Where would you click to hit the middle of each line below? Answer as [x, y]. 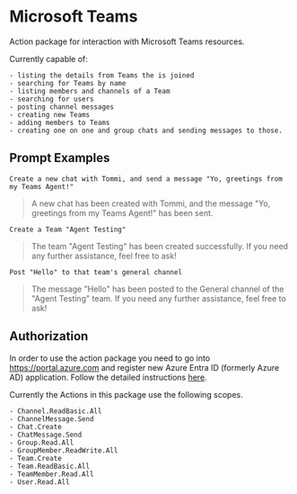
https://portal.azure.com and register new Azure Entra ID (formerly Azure [144, 367]
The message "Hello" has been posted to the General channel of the [157, 289]
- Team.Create [36, 458]
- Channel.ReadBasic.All [56, 411]
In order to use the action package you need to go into [110, 358]
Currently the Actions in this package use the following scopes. [127, 394]
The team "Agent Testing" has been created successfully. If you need [160, 246]
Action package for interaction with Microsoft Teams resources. [127, 41]
